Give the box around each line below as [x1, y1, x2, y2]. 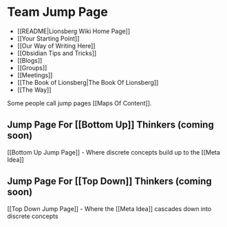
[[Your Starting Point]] [17, 34, 80, 42]
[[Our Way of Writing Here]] [17, 41, 96, 50]
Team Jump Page [7, 4, 108, 20]
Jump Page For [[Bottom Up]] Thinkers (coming [7, 119, 215, 131]
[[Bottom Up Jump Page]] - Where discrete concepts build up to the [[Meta [7, 148, 221, 156]
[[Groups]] [17, 63, 47, 72]
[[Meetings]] [17, 70, 53, 79]
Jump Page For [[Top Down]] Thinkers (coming [7, 175, 212, 187]
